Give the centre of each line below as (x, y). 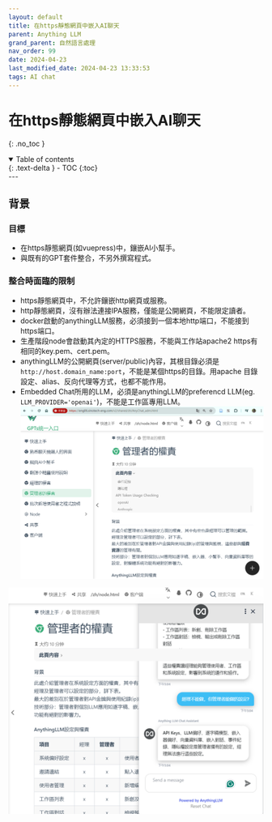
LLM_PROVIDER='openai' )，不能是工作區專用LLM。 (102, 402)
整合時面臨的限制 (42, 281)
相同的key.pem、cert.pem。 (67, 351)
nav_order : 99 (32, 51)
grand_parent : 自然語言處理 (52, 43)
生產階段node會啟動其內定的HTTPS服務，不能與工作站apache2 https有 (139, 341)
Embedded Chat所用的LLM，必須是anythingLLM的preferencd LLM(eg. (137, 391)
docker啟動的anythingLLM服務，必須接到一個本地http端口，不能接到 (134, 321)
